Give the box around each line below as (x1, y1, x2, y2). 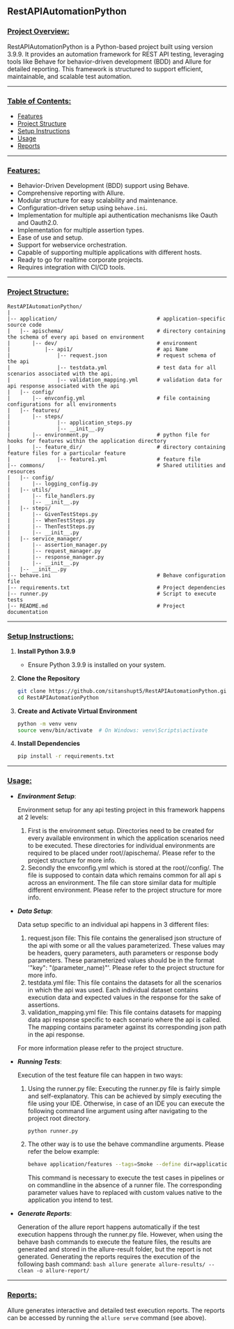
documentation (7, 608, 49, 615)
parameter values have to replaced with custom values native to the (27, 1189, 223, 1197)
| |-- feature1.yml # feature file (7, 455, 201, 463)
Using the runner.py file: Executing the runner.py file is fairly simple (27, 1084, 221, 1092)
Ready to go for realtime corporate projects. (17, 256, 144, 264)
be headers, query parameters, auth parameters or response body (27, 948, 219, 957)
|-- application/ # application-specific (7, 315, 226, 322)
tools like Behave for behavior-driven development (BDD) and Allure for (7, 57, 212, 66)
